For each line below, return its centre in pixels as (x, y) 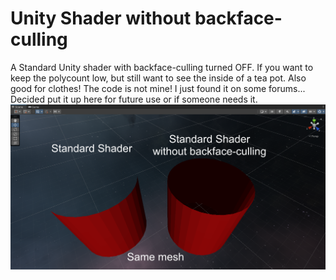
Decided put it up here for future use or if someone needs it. (134, 99)
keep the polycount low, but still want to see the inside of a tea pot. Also (158, 78)
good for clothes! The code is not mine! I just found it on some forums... (158, 88)
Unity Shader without (101, 18)
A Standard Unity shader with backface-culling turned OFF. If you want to (162, 67)
